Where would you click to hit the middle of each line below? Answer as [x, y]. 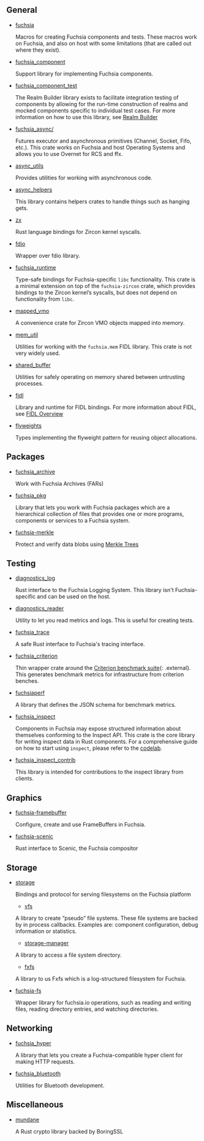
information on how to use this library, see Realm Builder [86, 117]
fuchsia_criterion [36, 656]
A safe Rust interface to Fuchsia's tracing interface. [80, 644]
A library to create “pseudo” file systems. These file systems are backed [106, 918]
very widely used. [38, 353]
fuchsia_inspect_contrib [45, 760]
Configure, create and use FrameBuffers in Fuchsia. [80, 825]
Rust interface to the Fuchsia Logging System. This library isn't [94, 590]
